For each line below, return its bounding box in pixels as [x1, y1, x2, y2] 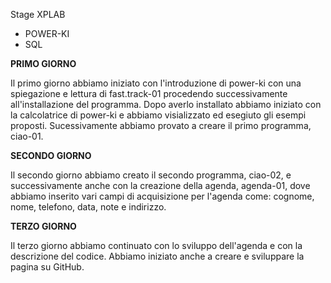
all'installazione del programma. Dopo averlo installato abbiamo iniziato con [10, 99, 322, 110]
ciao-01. [10, 130, 44, 142]
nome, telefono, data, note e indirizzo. [10, 201, 167, 213]
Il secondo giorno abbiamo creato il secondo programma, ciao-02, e [10, 169, 292, 181]
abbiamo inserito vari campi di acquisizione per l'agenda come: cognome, [10, 190, 315, 202]
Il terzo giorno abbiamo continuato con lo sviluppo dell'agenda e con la [10, 240, 303, 251]
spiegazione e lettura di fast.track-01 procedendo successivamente [10, 88, 288, 99]
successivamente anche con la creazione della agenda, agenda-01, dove [10, 180, 311, 191]
